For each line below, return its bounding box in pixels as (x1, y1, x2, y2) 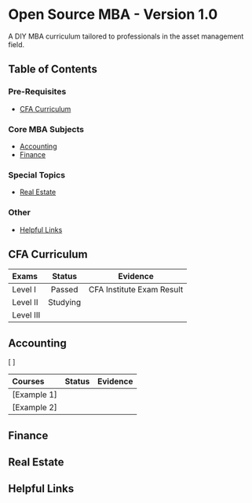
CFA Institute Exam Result (89, 285, 184, 296)
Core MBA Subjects (8, 123, 85, 134)
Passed (50, 285, 79, 296)
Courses (12, 376, 45, 387)
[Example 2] (12, 402, 57, 413)
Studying (48, 297, 82, 308)
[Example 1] (12, 389, 57, 400)
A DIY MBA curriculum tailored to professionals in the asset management (8, 31, 244, 41)
